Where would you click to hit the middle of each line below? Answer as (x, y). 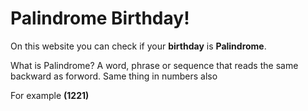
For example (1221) (50, 95)
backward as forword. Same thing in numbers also (114, 76)
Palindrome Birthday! (100, 18)
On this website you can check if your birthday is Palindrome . (138, 46)
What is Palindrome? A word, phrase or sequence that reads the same (154, 65)
